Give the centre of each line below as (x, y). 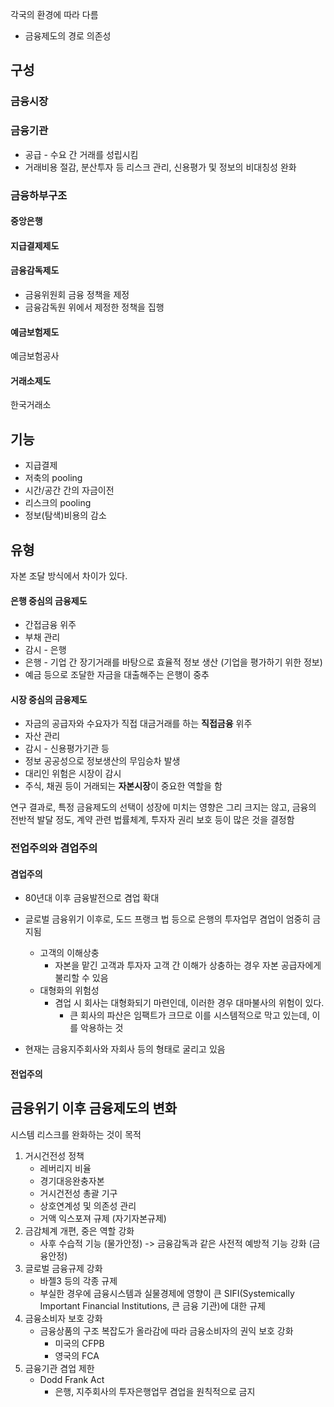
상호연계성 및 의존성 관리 (88, 1205)
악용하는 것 (102, 1028)
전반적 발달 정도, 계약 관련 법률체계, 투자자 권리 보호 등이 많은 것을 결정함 (152, 820)
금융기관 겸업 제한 (59, 1368)
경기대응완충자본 (72, 1180)
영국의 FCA (77, 1355)
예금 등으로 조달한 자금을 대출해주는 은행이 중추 (117, 675)
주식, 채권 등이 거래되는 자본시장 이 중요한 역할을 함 (123, 786)
